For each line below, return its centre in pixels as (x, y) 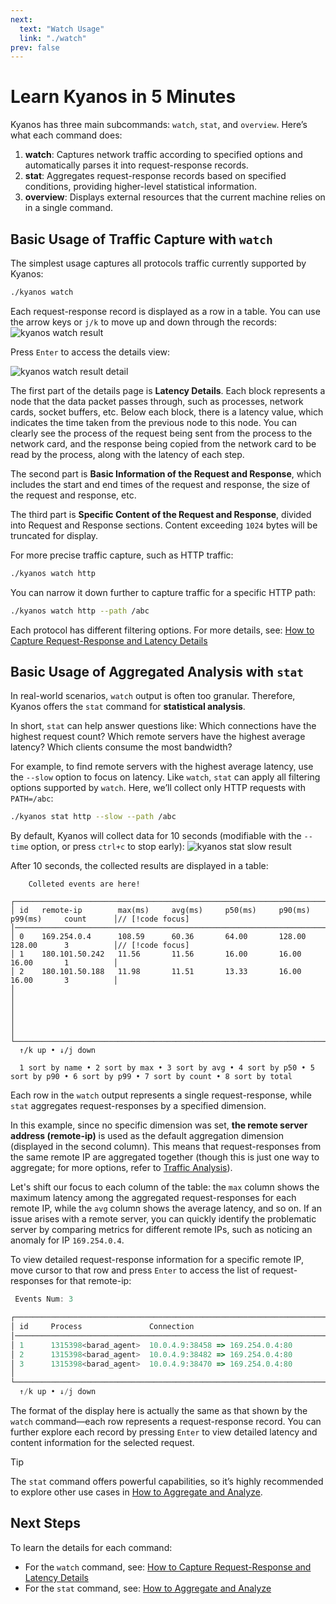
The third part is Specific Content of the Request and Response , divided (161, 514)
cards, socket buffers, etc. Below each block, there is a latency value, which (167, 412)
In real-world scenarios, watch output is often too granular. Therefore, (153, 696)
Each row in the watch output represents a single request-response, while (161, 1095)
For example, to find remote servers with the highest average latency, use (162, 767)
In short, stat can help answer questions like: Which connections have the (163, 726)
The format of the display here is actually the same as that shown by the (159, 1411)
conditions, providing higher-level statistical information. (141, 187)
